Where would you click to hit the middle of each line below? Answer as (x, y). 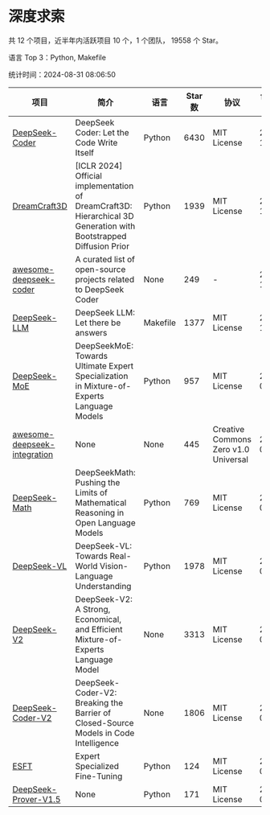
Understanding (103, 586)
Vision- (114, 566)
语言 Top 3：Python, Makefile (57, 57)
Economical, (98, 619)
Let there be (98, 323)
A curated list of (105, 259)
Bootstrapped (101, 236)
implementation (104, 186)
